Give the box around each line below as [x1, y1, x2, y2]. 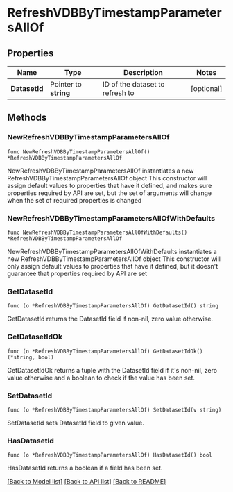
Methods [7, 112, 47, 124]
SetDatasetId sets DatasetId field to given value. [7, 418, 144, 427]
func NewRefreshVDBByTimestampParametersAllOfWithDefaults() [7, 229, 188, 236]
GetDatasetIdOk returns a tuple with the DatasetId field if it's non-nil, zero [7, 366, 217, 374]
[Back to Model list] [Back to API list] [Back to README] [7, 477, 166, 486]
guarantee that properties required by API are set [7, 269, 148, 278]
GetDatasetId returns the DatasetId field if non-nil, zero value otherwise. [7, 314, 214, 323]
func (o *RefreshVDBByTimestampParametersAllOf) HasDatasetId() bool [7, 452, 213, 459]
